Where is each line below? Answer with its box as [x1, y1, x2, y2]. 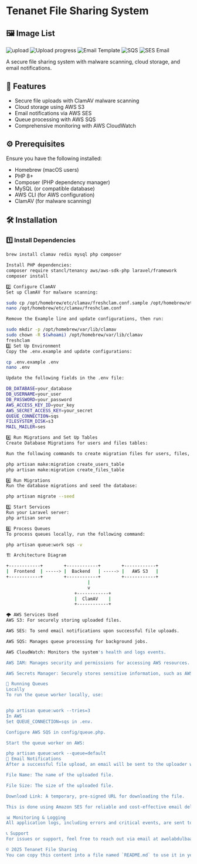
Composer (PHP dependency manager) [14, 178, 110, 186]
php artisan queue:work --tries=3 [6, 708, 91, 714]
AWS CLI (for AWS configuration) [14, 191, 95, 198]
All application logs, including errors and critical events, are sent [6, 820, 185, 826]
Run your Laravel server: [6, 510, 69, 516]
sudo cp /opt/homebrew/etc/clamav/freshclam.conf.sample [6, 300, 148, 306]
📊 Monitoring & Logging [6, 815, 66, 820]
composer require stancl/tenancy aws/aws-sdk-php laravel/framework [6, 268, 177, 274]
